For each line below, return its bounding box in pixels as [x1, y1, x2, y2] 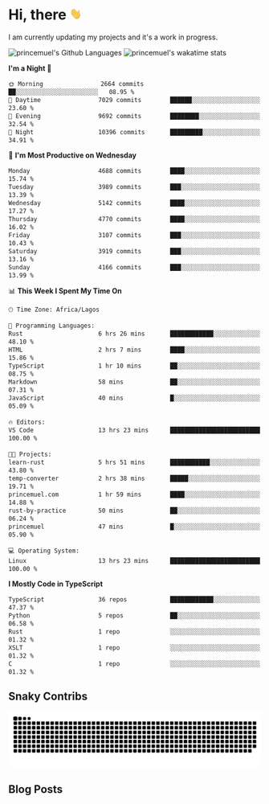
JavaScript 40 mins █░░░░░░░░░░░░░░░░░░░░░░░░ [8, 394, 261, 402]
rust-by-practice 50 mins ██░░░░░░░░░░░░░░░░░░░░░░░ [8, 507, 261, 515]
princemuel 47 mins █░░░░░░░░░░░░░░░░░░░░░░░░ [8, 523, 261, 531]
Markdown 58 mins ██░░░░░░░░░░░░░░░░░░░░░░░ [8, 378, 261, 386]
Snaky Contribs [8, 690, 88, 703]
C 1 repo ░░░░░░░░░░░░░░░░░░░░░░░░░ [8, 659, 261, 668]
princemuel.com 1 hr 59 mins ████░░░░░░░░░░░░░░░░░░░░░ [8, 490, 261, 498]
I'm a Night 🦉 [8, 63, 52, 73]
